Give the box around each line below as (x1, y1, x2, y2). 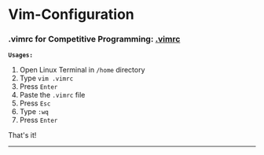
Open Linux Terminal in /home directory (19, 65, 145, 75)
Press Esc (19, 98, 51, 108)
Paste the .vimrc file (19, 90, 86, 100)
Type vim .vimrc (19, 73, 74, 83)
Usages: (8, 51, 34, 60)
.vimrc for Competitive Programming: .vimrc (8, 34, 181, 45)
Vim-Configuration (8, 6, 135, 24)
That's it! (8, 131, 37, 140)
